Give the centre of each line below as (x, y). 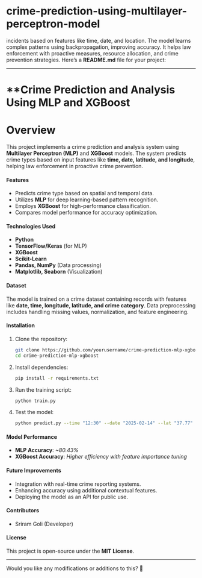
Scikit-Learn (31, 259)
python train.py (35, 401)
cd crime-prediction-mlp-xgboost (57, 356)
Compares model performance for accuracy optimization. (86, 213)
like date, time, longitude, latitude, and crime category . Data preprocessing (101, 305)
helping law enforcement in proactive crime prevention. (75, 166)
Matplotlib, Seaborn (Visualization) (59, 272)
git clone (27, 350)
